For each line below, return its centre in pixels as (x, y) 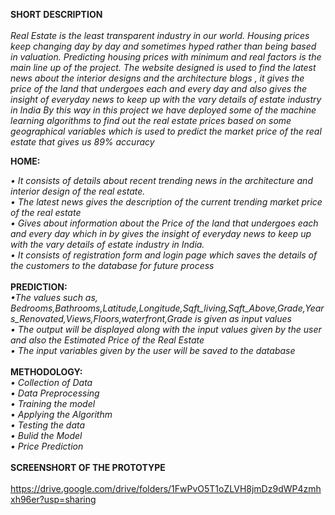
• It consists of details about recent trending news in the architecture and (161, 180)
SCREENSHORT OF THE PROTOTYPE (88, 467)
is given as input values (243, 318)
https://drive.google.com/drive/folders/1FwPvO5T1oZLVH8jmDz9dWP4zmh (166, 488)
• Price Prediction (47, 446)
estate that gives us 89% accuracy (82, 142)
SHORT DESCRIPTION (56, 14)
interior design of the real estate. (78, 191)
